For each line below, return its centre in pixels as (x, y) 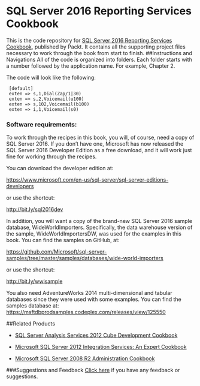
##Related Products (31, 324)
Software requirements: (42, 124)
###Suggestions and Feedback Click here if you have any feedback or (93, 370)
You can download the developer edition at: (60, 168)
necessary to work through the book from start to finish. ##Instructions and (99, 53)
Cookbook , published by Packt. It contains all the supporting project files (96, 47)
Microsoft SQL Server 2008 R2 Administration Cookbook (85, 358)
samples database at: (33, 306)
